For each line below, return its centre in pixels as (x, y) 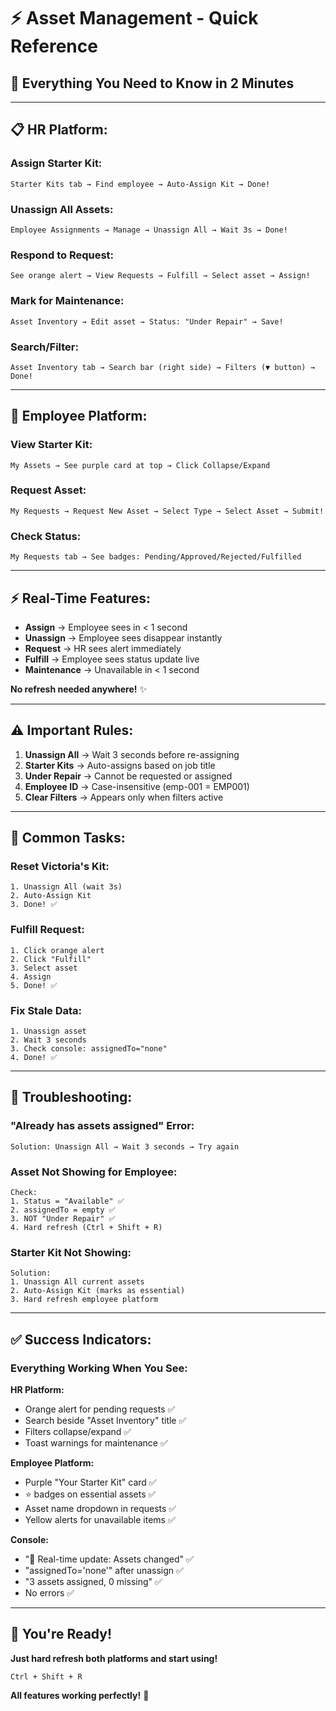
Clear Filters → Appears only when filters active (124, 797)
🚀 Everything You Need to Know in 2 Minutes (152, 83)
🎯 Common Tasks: (68, 838)
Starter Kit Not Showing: (71, 1252)
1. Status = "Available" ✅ (67, 1201)
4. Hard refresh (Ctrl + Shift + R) (86, 1228)
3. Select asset (44, 968)
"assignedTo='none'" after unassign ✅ (104, 1571)
